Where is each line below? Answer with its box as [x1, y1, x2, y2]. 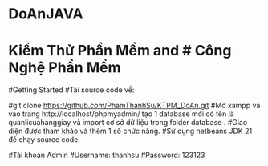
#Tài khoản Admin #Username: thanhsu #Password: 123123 [8, 150, 205, 160]
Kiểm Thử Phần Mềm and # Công [8, 42, 232, 60]
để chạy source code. [8, 135, 80, 144]
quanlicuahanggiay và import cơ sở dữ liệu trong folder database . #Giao [8, 118, 248, 128]
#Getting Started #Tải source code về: [8, 85, 135, 95]
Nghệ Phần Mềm [8, 59, 121, 77]
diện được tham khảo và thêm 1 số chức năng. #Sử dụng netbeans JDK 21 [8, 126, 253, 136]
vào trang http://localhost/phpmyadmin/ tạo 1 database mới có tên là [8, 109, 234, 119]
